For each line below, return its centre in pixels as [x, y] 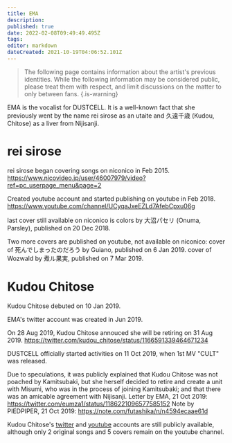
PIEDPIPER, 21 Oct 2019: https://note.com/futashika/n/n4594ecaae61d [108, 411]
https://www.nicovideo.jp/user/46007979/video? [77, 178]
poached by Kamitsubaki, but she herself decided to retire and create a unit [115, 381]
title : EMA [23, 13]
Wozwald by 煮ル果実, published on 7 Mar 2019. [75, 258]
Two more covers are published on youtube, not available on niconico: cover [116, 241]
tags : [15, 39]
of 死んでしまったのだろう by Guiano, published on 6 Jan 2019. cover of [109, 249]
